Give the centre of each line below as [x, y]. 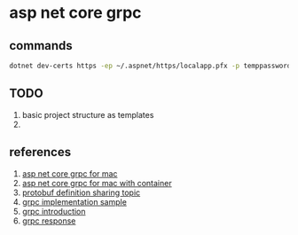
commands [41, 46]
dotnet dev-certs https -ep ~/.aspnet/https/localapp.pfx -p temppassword [150, 66]
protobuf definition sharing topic [81, 192]
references [40, 152]
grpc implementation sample [74, 201]
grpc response [49, 221]
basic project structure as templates [88, 114]
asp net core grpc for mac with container [97, 183]
